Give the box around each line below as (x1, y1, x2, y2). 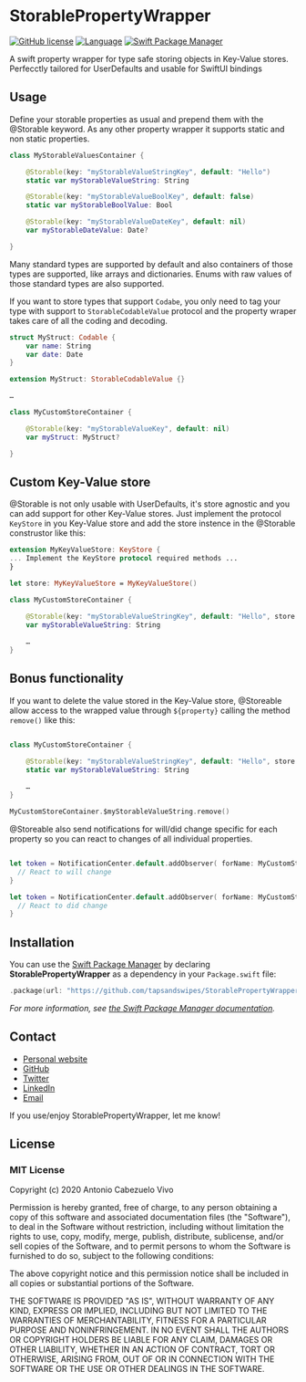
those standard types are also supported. (9, 277, 165, 288)
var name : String (25, 341, 92, 351)
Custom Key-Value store (9, 474, 151, 489)
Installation (9, 935, 75, 950)
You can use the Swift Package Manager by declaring (9, 959, 211, 970)
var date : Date (25, 350, 84, 359)
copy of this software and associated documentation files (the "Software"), (9, 1211, 291, 1223)
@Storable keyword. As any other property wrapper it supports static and (9, 123, 285, 134)
